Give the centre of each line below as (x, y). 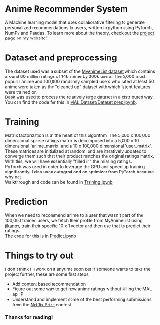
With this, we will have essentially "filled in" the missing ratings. (69, 161)
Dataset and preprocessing (61, 58)
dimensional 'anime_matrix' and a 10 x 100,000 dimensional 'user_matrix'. (79, 146)
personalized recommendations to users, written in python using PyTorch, (79, 27)
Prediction (26, 202)
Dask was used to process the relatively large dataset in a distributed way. (80, 97)
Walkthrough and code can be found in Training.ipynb (59, 182)
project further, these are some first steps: (47, 274)
